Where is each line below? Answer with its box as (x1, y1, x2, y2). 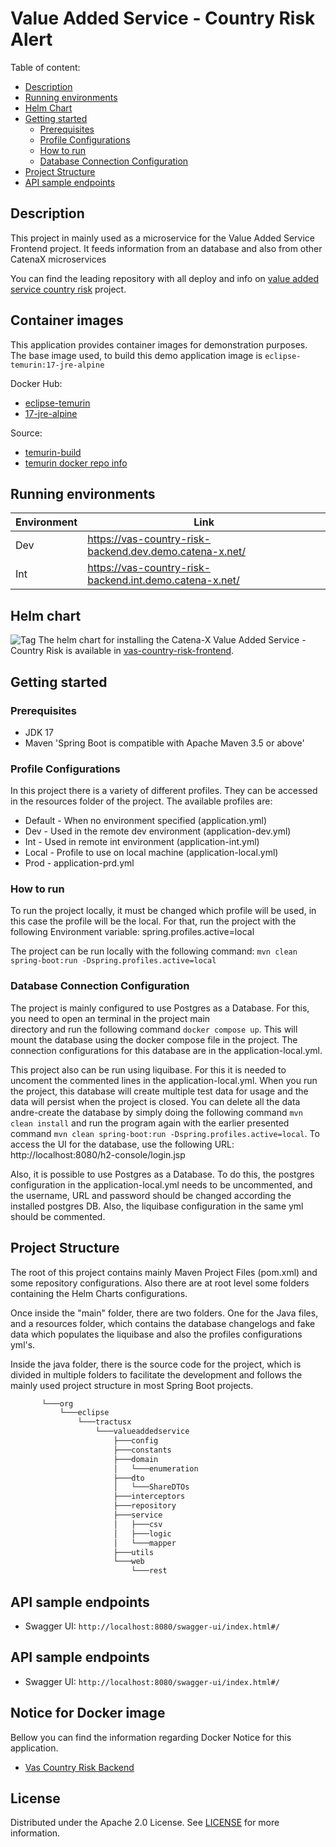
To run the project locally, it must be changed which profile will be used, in (10, 905, 317, 917)
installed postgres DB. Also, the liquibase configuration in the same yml (10, 1200, 304, 1212)
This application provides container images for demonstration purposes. (10, 338, 308, 351)
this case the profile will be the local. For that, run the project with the (10, 915, 297, 927)
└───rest (131, 1566, 168, 1576)
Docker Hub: (10, 377, 63, 389)
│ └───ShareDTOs (113, 1482, 190, 1492)
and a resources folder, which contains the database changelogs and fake (10, 1317, 316, 1329)
